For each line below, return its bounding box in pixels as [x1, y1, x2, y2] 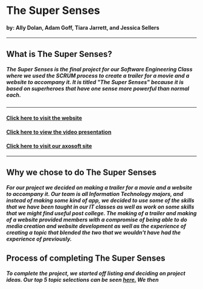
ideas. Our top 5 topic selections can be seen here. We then [6, 276, 159, 284]
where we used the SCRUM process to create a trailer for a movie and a [6, 72, 190, 79]
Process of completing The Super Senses [6, 253, 166, 263]
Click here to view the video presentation [6, 128, 112, 135]
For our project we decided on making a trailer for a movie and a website [6, 184, 192, 191]
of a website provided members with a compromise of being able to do [6, 216, 187, 224]
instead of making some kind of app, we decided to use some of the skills [6, 197, 195, 204]
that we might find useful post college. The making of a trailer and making [6, 210, 197, 217]
